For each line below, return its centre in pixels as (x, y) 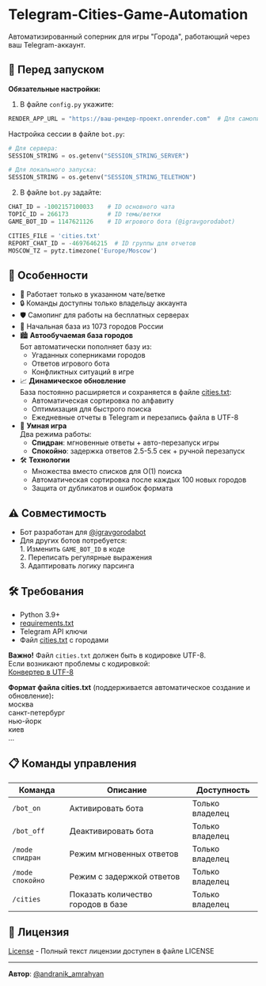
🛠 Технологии (45, 460)
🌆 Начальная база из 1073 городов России (91, 327)
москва (21, 704)
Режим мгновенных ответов (124, 854)
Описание (127, 790)
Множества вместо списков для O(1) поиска (106, 472)
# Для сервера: (33, 148)
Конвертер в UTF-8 (41, 672)
